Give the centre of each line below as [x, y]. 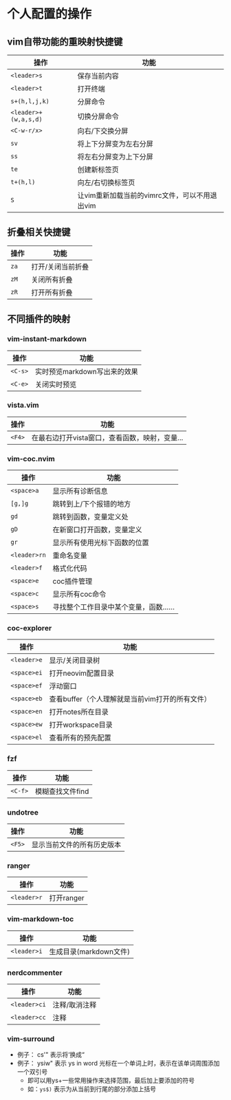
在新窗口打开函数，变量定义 [97, 530]
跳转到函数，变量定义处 [90, 517]
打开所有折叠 [52, 292]
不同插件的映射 [39, 319]
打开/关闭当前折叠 [60, 267]
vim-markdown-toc [41, 919]
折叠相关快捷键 [39, 232]
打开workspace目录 [81, 725]
